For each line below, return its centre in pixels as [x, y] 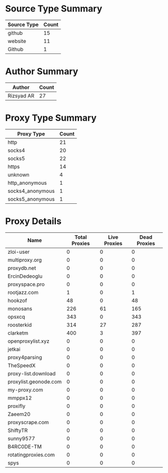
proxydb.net [22, 268]
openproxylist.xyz [29, 341]
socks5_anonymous [31, 199]
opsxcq [16, 317]
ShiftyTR [18, 430]
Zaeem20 [19, 414]
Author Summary [42, 72]
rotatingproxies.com [31, 455]
